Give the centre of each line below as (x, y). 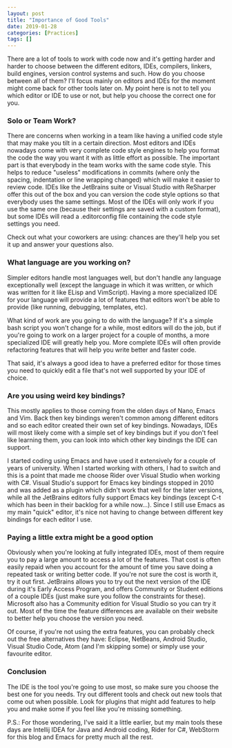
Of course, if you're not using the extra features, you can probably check (111, 632)
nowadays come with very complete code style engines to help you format (113, 151)
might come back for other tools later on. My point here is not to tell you (109, 88)
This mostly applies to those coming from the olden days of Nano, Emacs (111, 411)
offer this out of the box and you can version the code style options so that (113, 195)
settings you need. (33, 224)
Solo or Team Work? (42, 121)
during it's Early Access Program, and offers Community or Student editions (115, 589)
